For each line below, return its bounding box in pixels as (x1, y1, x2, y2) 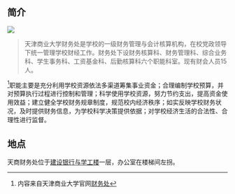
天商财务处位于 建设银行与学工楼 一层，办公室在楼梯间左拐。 (7, 158, 179, 166)
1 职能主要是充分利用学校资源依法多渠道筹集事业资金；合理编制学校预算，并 (7, 80, 224, 89)
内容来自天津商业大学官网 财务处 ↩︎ (17, 179, 117, 188)
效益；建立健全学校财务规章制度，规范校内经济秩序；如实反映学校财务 (13, 98, 215, 107)
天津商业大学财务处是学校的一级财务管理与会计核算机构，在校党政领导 (24, 39, 227, 47)
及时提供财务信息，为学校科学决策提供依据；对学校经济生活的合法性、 (19, 107, 222, 115)
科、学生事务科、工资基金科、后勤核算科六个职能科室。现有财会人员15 (24, 57, 227, 65)
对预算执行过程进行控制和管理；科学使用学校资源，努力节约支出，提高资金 (7, 89, 222, 98)
